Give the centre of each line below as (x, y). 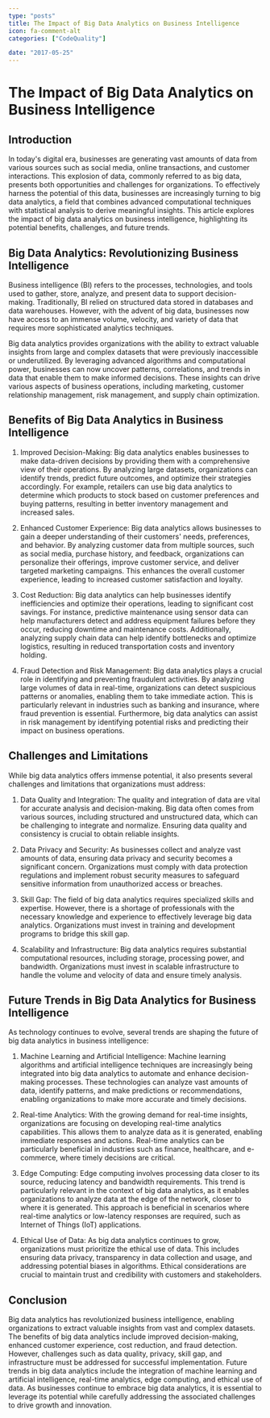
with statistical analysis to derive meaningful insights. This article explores (131, 211)
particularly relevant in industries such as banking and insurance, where (139, 705)
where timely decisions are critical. (118, 1157)
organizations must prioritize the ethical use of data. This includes (129, 1249)
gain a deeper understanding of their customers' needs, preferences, (135, 536)
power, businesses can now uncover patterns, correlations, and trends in (129, 369)
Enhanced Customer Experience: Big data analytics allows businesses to (141, 528)
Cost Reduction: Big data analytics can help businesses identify (125, 594)
